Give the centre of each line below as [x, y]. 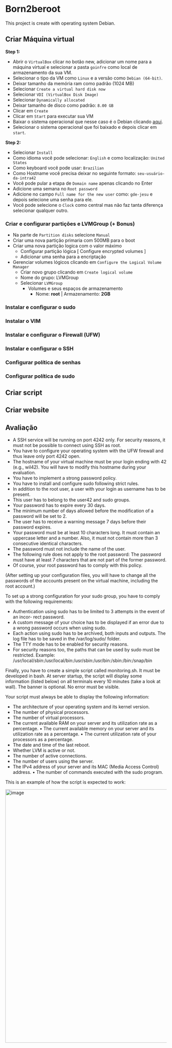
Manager [21, 267]
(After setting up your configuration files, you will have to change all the [81, 575]
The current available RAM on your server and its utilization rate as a [85, 723]
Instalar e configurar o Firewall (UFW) [53, 335]
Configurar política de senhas [43, 362]
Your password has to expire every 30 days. [59, 506]
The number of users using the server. [53, 761]
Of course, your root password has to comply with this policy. [78, 566]
